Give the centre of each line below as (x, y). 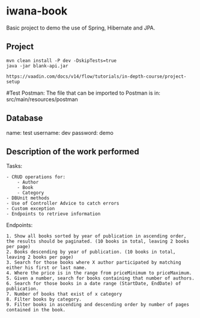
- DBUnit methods (28, 198)
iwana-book (37, 11)
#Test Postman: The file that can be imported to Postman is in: (83, 93)
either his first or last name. (47, 268)
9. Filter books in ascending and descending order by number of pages (98, 305)
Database (25, 118)
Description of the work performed (73, 151)
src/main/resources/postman (42, 99)
